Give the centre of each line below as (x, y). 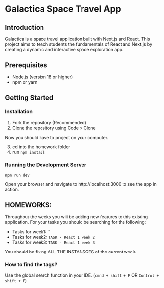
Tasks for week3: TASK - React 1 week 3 (54, 242)
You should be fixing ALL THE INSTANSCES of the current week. (71, 252)
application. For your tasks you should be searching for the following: (76, 222)
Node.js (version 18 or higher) (42, 77)
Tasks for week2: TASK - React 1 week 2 (54, 237)
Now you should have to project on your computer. (57, 137)
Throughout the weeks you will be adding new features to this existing (77, 217)
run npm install (29, 152)
